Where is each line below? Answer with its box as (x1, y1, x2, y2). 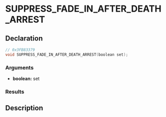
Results (5, 88, 24, 95)
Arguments (5, 64, 34, 71)
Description (5, 104, 43, 112)
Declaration (5, 34, 43, 43)
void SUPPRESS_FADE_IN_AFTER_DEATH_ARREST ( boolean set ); (5, 52, 128, 57)
